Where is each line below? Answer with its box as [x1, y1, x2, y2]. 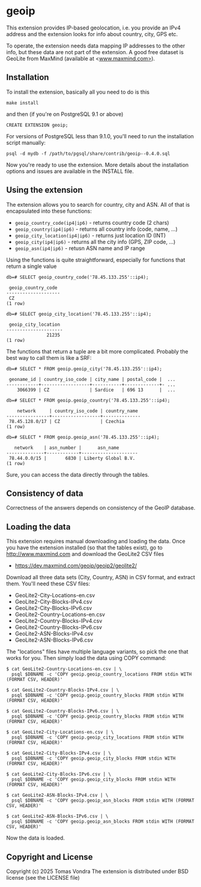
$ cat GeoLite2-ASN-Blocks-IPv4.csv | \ [6, 792, 109, 799]
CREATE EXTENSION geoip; [6, 122, 68, 128]
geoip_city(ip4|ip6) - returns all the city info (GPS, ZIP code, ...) [14, 238, 176, 245]
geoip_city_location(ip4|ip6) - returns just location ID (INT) [14, 231, 166, 239]
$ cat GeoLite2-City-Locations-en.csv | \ [6, 729, 114, 736]
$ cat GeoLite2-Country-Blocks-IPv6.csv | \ [6, 708, 119, 715]
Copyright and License [6, 852, 93, 862]
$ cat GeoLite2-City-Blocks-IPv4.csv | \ [6, 750, 112, 757]
